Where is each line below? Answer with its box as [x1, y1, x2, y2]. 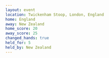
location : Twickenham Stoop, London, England [5, 12, 104, 17]
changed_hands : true [5, 36, 50, 41]
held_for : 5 [5, 40, 31, 45]
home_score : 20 [5, 26, 38, 31]
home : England [5, 17, 36, 22]
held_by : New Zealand [5, 45, 52, 50]
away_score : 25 [5, 31, 38, 36]
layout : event [5, 7, 36, 13]
